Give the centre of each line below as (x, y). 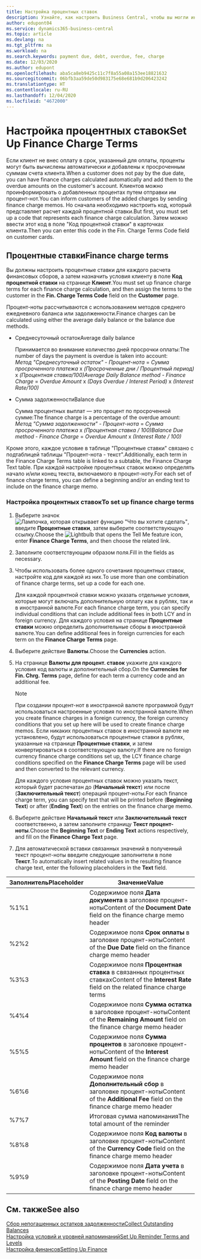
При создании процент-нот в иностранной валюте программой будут (104, 705)
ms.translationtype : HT (36, 85)
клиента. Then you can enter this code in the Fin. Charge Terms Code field (98, 230)
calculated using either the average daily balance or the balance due (91, 320)
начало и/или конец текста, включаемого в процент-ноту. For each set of (99, 474)
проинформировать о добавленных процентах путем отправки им (91, 192)
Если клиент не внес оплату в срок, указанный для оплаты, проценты (96, 160)
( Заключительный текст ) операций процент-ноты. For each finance (101, 793)
